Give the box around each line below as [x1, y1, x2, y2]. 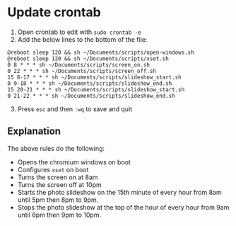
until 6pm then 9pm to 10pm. [17, 210, 101, 219]
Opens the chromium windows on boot [17, 157, 131, 166]
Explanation [7, 125, 61, 137]
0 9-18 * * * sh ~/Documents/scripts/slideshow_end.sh [7, 79, 172, 87]
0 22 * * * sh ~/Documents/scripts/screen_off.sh [7, 67, 157, 74]
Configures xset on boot [17, 165, 89, 174]
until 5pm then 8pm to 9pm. [17, 196, 99, 204]
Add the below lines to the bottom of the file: [17, 35, 148, 43]
